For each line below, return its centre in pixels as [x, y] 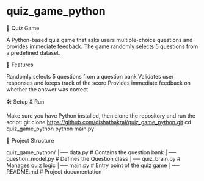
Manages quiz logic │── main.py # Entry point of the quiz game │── [93, 165]
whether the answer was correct [47, 89]
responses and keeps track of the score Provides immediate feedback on [99, 83]
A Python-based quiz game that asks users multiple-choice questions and [100, 40]
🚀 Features [20, 65]
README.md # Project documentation [54, 171]
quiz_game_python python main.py [50, 129]
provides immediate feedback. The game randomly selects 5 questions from [102, 46]
